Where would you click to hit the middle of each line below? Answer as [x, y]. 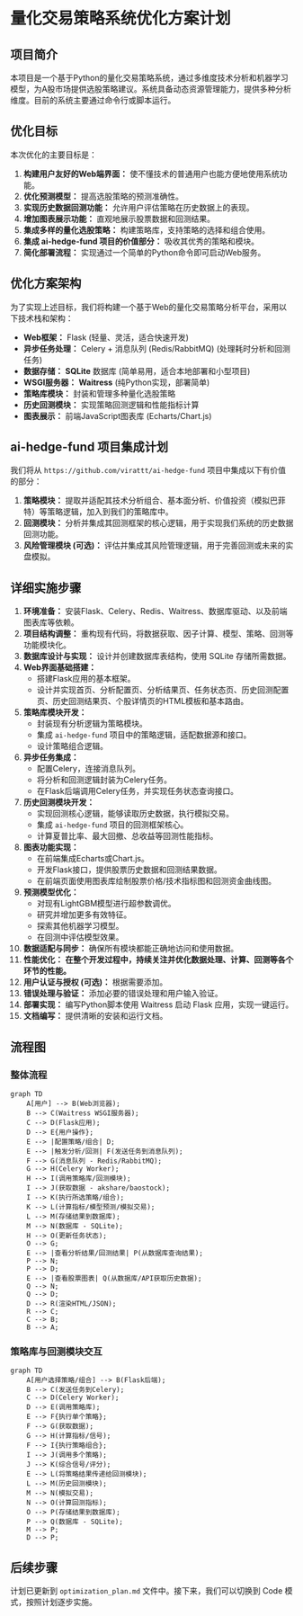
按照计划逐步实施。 [61, 1603]
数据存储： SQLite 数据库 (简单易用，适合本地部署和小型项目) [137, 371]
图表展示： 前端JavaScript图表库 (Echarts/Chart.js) [117, 415]
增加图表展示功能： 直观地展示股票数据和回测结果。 [119, 219]
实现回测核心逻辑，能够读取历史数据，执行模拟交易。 [135, 814]
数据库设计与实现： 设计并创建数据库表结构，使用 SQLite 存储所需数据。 [157, 656]
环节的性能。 [47, 971]
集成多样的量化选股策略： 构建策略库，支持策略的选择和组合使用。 [147, 229]
